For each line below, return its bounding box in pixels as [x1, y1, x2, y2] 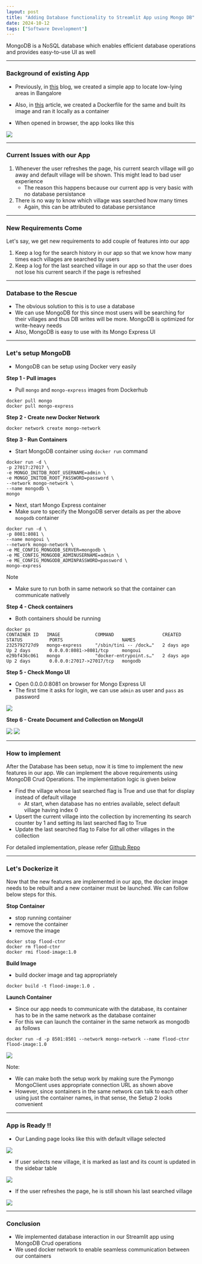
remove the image [14, 927, 60, 934]
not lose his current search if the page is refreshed [14, 269, 141, 276]
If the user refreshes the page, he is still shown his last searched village [14, 1187, 192, 1195]
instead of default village [14, 793, 77, 801]
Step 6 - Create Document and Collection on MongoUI [6, 716, 143, 723]
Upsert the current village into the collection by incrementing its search [14, 813, 191, 820]
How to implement [6, 749, 61, 757]
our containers [14, 1252, 52, 1259]
